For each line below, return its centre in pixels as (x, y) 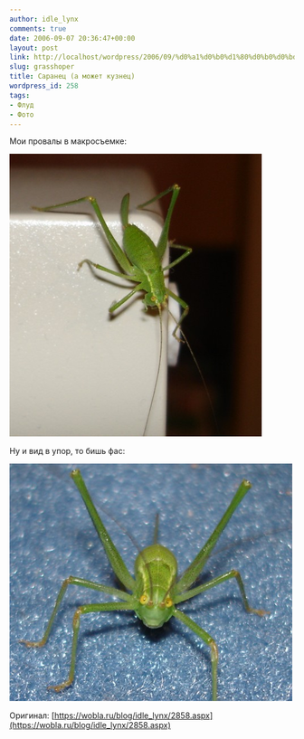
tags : (19, 95)
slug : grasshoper (42, 67)
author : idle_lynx (44, 19)
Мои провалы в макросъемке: (68, 141)
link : (19, 57)
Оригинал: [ (32, 715)
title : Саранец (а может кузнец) (72, 77)
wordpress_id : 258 (44, 86)
